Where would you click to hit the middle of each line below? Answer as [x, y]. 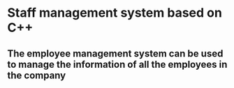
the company [37, 75]
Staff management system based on [115, 13]
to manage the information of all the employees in [117, 64]
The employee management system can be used [115, 53]
